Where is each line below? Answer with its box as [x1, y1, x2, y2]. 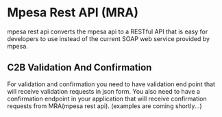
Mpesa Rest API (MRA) [7, 5, 139, 21]
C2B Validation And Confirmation [7, 62, 152, 73]
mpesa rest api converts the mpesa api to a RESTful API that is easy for [7, 27, 208, 36]
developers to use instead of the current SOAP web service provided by [7, 34, 210, 42]
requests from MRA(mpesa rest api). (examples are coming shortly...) [7, 101, 202, 110]
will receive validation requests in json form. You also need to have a [7, 87, 201, 95]
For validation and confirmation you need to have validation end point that [7, 80, 216, 88]
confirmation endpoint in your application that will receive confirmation [7, 94, 207, 103]
